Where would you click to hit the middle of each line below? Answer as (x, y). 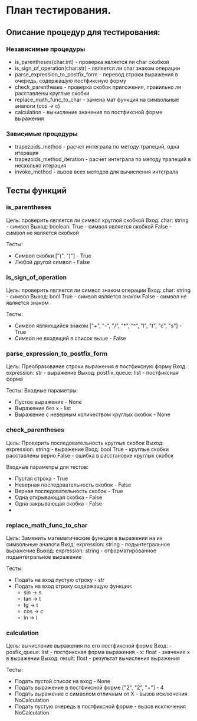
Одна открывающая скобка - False (58, 497)
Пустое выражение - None (48, 402)
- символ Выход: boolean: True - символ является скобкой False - (89, 226)
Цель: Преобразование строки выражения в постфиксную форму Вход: (96, 366)
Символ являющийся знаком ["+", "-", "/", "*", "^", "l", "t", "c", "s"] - (98, 326)
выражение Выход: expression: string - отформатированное (81, 551)
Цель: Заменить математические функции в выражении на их (84, 538)
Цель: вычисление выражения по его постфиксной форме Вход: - (89, 646)
